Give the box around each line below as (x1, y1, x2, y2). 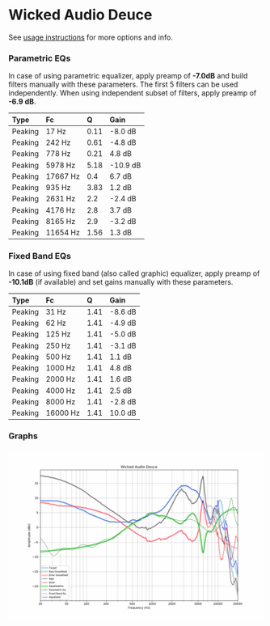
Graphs (8, 430, 38, 442)
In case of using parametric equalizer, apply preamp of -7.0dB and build (8, 71, 248, 81)
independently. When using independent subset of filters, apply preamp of (8, 88, 257, 98)
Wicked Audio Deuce (8, 6, 153, 24)
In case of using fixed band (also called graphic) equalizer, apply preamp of (8, 269, 260, 278)
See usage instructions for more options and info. (8, 32, 174, 42)
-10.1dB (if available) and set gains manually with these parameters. (8, 277, 234, 287)
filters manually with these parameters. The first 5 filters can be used (8, 79, 238, 90)
